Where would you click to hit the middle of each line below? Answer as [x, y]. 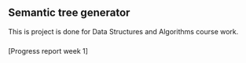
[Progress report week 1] [48, 51]
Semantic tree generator [69, 13]
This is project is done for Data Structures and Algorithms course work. [123, 31]
